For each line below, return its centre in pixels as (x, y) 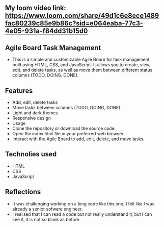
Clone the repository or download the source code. (64, 128)
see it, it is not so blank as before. (46, 219)
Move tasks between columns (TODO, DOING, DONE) (66, 108)
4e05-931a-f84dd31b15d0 (47, 31)
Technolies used (31, 154)
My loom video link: (36, 8)
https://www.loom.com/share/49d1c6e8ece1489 (82, 16)
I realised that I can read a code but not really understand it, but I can (82, 214)
